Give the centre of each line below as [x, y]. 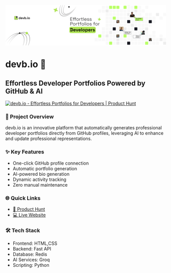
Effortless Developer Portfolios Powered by [75, 83]
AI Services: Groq [31, 260]
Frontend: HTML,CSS [35, 243]
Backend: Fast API [32, 249]
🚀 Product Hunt [29, 209]
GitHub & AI [24, 91]
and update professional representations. [48, 139]
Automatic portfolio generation [45, 168]
